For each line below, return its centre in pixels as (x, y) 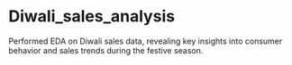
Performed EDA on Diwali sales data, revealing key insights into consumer (146, 41)
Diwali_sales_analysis (92, 16)
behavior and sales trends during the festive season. (106, 50)
